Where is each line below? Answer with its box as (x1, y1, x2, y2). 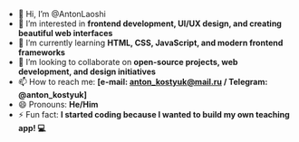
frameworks (17, 47, 66, 58)
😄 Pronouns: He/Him (17, 99, 99, 109)
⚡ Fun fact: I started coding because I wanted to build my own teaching (17, 109, 290, 119)
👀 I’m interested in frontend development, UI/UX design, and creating (17, 18, 283, 29)
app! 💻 (17, 123, 46, 133)
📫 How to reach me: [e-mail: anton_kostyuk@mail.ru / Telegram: (17, 77, 268, 87)
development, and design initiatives (17, 66, 157, 77)
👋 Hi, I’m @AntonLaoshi (17, 9, 106, 19)
